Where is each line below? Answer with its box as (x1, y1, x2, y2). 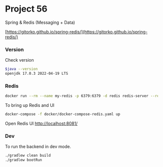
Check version (5, 57, 34, 63)
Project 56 (5, 3, 48, 15)
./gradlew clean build (5, 153, 51, 158)
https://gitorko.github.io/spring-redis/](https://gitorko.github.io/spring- (6, 29, 148, 34)
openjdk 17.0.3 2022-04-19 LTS (5, 71, 68, 76)
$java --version (5, 67, 38, 71)
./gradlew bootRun (5, 158, 42, 163)
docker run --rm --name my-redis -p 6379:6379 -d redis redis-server (5, 94, 149, 99)
